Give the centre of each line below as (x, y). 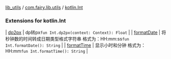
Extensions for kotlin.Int (36, 21)
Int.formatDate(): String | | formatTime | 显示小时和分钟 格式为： (76, 45)
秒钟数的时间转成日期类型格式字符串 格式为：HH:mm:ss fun (67, 39)
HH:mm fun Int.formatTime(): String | (47, 51)
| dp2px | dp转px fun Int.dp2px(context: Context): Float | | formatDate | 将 (86, 32)
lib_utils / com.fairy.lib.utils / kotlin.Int (44, 7)
